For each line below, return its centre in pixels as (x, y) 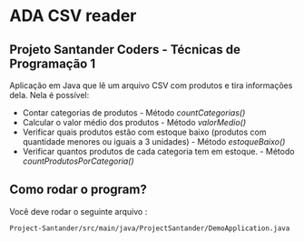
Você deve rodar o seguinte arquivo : (78, 211)
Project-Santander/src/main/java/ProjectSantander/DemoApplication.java (150, 228)
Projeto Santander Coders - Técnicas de (125, 50)
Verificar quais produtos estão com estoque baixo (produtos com (144, 132)
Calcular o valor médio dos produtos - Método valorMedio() (134, 122)
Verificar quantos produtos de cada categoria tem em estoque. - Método (158, 151)
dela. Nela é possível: (49, 95)
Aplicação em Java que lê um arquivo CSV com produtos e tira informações (151, 86)
